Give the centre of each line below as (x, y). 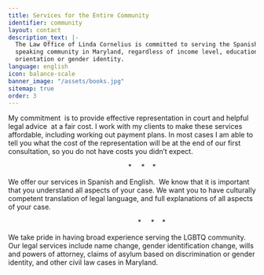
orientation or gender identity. (70, 60)
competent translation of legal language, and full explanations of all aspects (130, 199)
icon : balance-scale (42, 74)
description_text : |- (44, 37)
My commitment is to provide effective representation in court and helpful (128, 118)
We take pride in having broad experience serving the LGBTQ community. (127, 237)
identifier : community (45, 23)
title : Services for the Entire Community (79, 15)
